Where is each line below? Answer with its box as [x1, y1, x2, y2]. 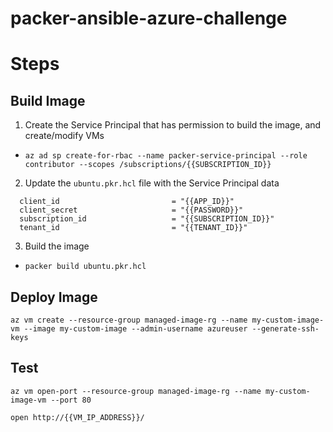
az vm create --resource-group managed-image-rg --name [10, 315, 248, 325]
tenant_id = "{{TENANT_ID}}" [19, 223, 248, 233]
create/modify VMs [24, 130, 105, 142]
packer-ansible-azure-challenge [10, 7, 288, 30]
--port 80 [50, 395, 92, 405]
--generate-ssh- [251, 324, 320, 334]
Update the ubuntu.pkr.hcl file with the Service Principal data [24, 177, 280, 189]
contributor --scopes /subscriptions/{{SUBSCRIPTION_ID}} [24, 160, 272, 170]
